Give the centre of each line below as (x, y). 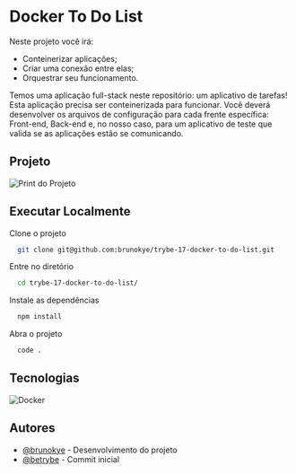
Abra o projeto (36, 334)
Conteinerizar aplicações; (70, 58)
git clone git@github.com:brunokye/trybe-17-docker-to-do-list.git (146, 250)
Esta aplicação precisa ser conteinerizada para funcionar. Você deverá (140, 104)
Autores (32, 428)
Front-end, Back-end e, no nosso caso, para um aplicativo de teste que (141, 124)
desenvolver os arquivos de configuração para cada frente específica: (139, 114)
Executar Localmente (70, 211)
